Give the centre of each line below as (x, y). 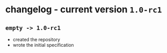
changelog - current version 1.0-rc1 (84, 10)
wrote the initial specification (43, 45)
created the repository (36, 39)
